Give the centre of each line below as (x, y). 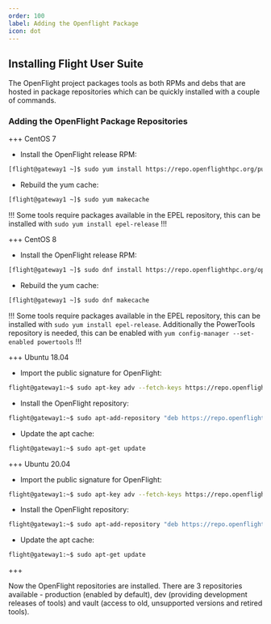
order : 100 (27, 16)
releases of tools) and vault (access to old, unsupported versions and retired (135, 603)
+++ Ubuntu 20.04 (40, 464)
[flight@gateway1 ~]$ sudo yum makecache (79, 200)
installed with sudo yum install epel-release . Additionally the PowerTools (132, 324)
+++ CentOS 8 (33, 240)
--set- (244, 333)
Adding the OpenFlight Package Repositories (98, 121)
